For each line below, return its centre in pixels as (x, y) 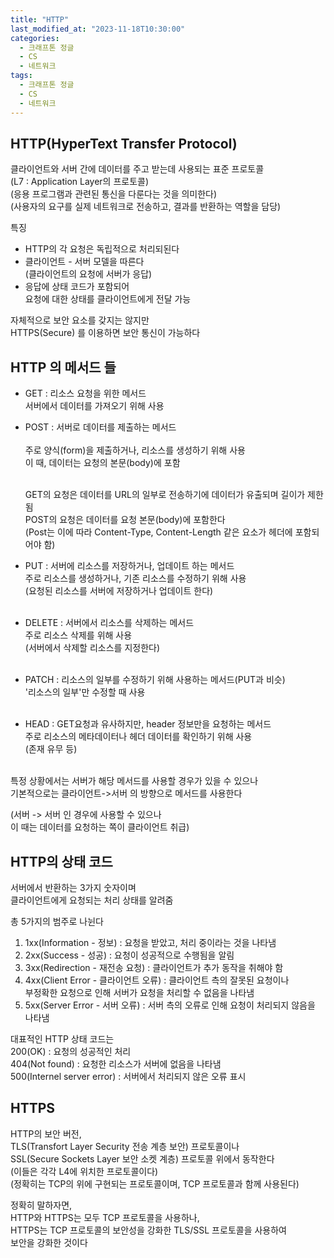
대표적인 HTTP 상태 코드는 (62, 1038)
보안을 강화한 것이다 (49, 1242)
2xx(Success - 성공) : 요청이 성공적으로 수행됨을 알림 (129, 955)
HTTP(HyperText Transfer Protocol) (124, 143)
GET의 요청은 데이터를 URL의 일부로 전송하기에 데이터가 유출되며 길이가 (165, 495)
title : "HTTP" (40, 19)
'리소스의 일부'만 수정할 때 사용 (85, 692)
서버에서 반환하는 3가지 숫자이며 (73, 887)
